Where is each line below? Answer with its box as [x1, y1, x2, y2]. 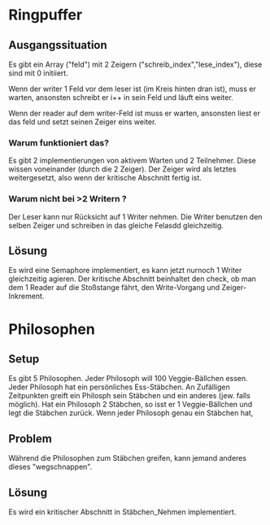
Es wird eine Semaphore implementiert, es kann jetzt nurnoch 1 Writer [8, 266, 242, 276]
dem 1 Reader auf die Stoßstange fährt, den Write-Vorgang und [8, 283, 220, 293]
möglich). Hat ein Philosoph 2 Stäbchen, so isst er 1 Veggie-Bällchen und [8, 400, 253, 410]
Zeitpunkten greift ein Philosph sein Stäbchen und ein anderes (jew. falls [8, 391, 250, 401]
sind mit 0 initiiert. [8, 68, 69, 78]
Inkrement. [8, 291, 45, 302]
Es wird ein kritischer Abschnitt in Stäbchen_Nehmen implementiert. [8, 507, 237, 517]
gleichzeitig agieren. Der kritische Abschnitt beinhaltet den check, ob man [8, 274, 256, 284]
